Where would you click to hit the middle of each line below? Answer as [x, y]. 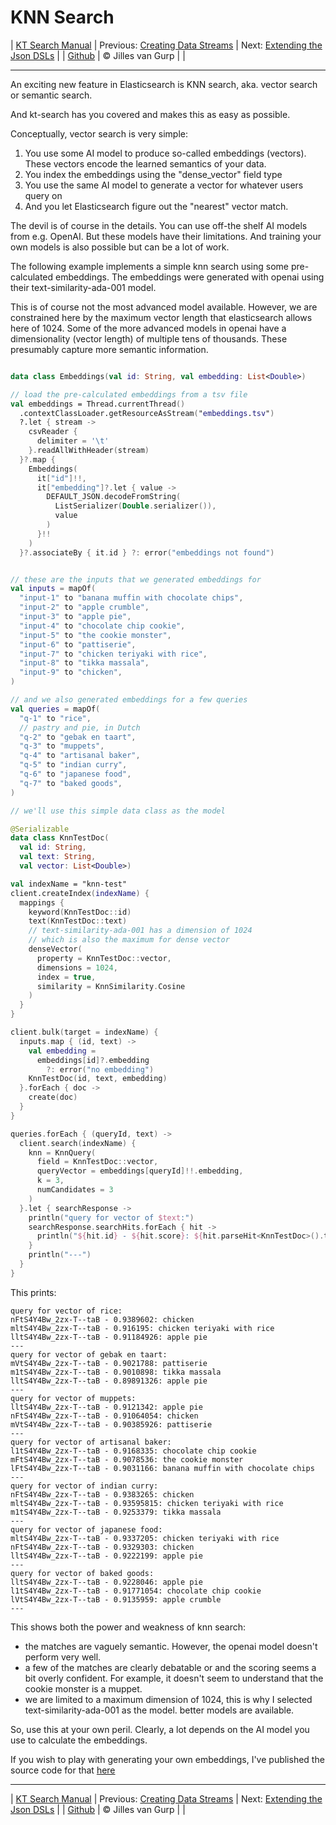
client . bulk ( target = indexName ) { [84, 1032]
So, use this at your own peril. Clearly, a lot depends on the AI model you [160, 1729]
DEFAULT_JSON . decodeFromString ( [114, 497]
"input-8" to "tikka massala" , [84, 663]
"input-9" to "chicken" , [71, 672]
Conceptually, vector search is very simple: [99, 133]
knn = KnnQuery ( [62, 1152]
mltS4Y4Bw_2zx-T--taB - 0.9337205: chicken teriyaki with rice [145, 1538]
